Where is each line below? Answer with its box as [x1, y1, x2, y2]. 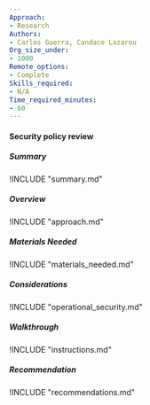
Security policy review [9, 130, 94, 142]
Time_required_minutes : [9, 95, 98, 105]
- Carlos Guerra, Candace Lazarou [9, 37, 138, 47]
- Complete [9, 71, 50, 80]
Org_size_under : [9, 46, 69, 55]
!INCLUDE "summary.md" [9, 174, 104, 184]
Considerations [9, 279, 68, 290]
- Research [9, 21, 50, 30]
